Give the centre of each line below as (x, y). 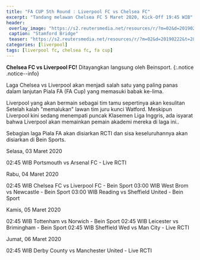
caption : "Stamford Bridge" (43, 34)
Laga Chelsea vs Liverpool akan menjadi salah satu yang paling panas (92, 85)
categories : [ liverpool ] (37, 45)
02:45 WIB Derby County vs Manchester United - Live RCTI (79, 251)
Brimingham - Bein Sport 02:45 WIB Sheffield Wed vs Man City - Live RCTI (98, 227)
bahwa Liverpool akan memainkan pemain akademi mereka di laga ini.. (93, 122)
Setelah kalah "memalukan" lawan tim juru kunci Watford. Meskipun (89, 109)
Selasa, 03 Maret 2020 (34, 151)
